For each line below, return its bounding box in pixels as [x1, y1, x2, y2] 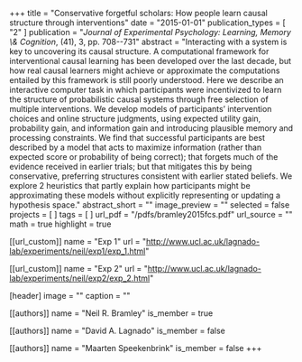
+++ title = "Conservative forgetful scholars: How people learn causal [9, 8, 268, 18]
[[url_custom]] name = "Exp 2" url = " [9, 264, 149, 274]
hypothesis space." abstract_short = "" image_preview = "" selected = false [9, 200, 290, 210]
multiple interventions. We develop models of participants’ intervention [9, 104, 272, 114]
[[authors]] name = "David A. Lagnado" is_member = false [9, 325, 225, 336]
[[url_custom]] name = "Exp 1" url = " [9, 237, 147, 246]
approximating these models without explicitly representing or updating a [9, 190, 281, 200]
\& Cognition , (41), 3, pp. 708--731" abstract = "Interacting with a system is [9, 36, 288, 47]
